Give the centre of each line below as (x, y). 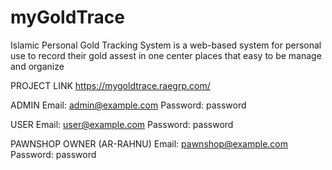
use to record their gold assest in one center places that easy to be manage (166, 55)
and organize (37, 66)
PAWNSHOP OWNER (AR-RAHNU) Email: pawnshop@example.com (149, 143)
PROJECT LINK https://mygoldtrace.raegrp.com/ (110, 85)
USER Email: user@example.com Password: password (122, 124)
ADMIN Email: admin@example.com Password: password (128, 105)
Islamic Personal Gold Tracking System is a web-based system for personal (166, 45)
